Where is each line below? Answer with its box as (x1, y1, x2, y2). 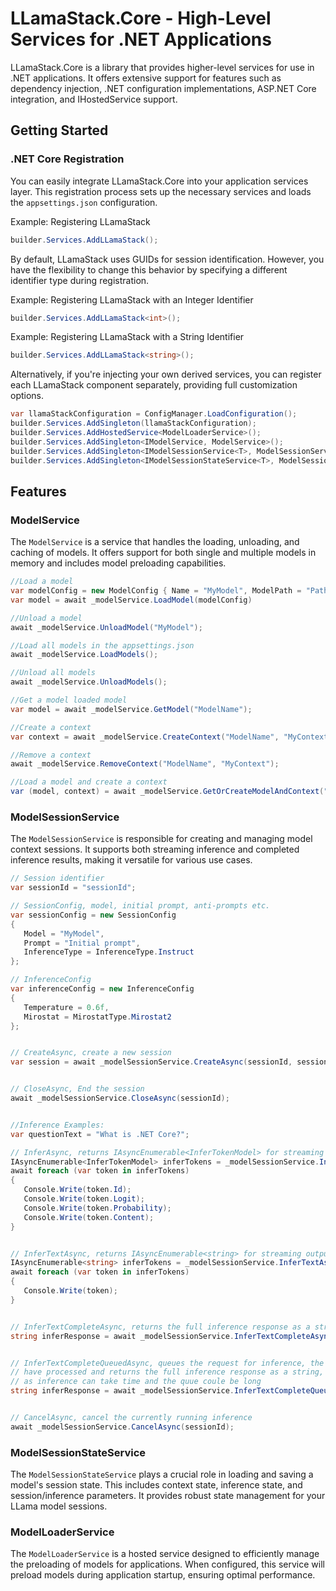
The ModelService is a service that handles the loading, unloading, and (10, 536, 300, 548)
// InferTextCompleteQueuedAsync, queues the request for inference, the (10, 1358, 325, 1368)
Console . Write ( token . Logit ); (23, 1194, 145, 1204)
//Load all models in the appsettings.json (10, 640, 195, 651)
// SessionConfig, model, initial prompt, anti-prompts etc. (10, 901, 271, 911)
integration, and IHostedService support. (10, 93, 178, 105)
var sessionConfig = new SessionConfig (10, 910, 177, 920)
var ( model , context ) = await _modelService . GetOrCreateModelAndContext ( (10, 787, 325, 797)
